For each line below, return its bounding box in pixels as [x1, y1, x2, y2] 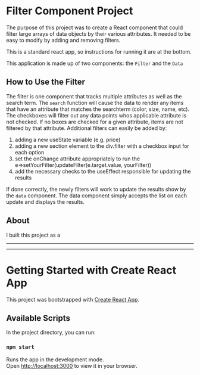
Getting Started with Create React [6, 264, 177, 277]
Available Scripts [6, 313, 70, 323]
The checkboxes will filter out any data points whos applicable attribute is [6, 111, 187, 119]
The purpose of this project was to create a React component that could [6, 24, 183, 31]
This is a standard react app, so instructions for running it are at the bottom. [6, 48, 192, 55]
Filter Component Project [6, 4, 133, 18]
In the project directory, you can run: [6, 329, 96, 336]
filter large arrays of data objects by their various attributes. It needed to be [6, 30, 191, 37]
